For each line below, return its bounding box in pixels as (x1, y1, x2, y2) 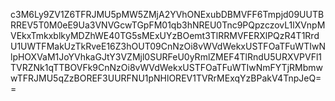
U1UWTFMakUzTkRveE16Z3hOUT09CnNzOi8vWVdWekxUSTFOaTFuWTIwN (10, 40, 326, 52)
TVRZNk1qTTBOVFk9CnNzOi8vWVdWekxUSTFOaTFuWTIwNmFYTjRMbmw (10, 62, 323, 73)
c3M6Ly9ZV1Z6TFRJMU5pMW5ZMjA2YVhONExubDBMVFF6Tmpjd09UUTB (10, 9, 325, 20)
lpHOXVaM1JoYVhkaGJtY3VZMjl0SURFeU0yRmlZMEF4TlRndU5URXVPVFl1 (10, 51, 323, 63)
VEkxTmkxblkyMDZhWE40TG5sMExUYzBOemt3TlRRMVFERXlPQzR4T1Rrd (10, 30, 320, 41)
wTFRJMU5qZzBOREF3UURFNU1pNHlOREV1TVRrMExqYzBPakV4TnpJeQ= (10, 72, 322, 84)
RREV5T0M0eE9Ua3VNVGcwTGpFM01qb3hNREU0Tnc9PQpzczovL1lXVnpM (10, 19, 326, 31)
